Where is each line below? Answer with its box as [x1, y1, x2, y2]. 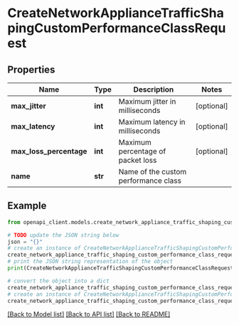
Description [133, 85, 174, 94]
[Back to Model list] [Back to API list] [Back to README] [7, 310, 171, 319]
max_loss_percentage [11, 146, 87, 156]
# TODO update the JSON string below [7, 231, 119, 239]
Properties [7, 63, 55, 75]
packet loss [118, 155, 157, 165]
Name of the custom [118, 167, 187, 176]
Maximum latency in [118, 117, 186, 127]
